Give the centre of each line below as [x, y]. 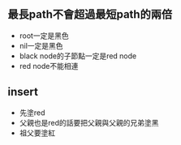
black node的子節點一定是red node [78, 56]
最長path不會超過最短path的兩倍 [90, 15]
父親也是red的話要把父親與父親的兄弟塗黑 [89, 122]
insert [23, 92]
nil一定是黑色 [41, 45]
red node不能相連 [49, 66]
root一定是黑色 [44, 36]
